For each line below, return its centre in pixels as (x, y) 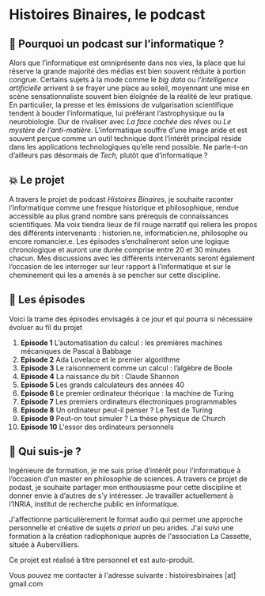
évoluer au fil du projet (45, 327)
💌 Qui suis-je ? (45, 452)
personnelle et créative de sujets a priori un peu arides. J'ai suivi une (121, 528)
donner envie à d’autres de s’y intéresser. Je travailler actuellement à (121, 495)
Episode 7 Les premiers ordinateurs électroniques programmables (128, 401)
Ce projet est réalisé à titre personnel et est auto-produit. (102, 560)
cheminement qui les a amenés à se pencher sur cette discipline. (115, 275)
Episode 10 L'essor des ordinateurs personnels (97, 427)
